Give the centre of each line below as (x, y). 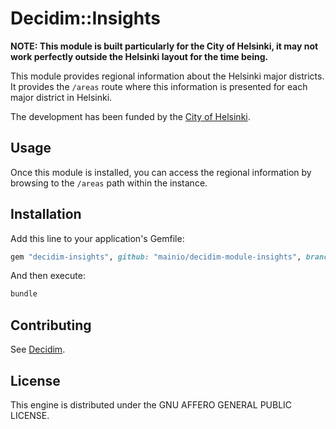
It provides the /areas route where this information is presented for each (159, 86)
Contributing (51, 325)
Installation (46, 214)
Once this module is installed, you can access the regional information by (161, 172)
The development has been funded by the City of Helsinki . (130, 116)
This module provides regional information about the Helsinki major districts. (167, 76)
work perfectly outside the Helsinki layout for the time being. (139, 56)
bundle (24, 294)
